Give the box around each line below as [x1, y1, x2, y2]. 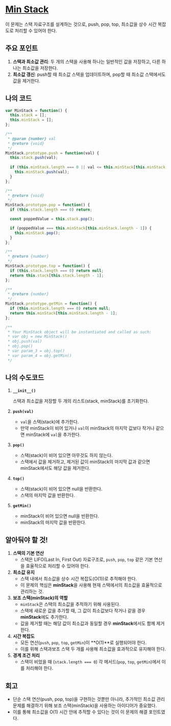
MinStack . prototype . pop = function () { [5, 202, 90, 208]
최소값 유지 [12, 569, 35, 576]
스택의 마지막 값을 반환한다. [20, 492, 75, 498]
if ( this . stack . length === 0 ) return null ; [10, 268, 104, 273]
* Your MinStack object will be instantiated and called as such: [7, 329, 152, 334]
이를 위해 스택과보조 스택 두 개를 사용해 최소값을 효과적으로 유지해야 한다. [20, 646, 166, 652]
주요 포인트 [5, 44, 38, 53]
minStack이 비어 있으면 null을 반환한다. [20, 513, 100, 519]
